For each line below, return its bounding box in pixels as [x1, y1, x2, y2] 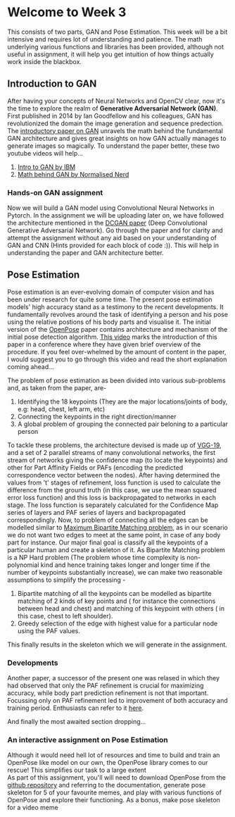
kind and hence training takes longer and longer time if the [40, 561, 210, 569]
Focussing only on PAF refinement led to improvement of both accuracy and [7, 697, 229, 705]
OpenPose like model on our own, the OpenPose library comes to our [7, 759, 208, 767]
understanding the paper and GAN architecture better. [7, 249, 164, 257]
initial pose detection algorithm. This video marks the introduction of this [7, 332, 217, 341]
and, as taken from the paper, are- [7, 383, 107, 392]
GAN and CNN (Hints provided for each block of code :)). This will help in [7, 241, 220, 250]
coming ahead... [7, 362, 54, 370]
